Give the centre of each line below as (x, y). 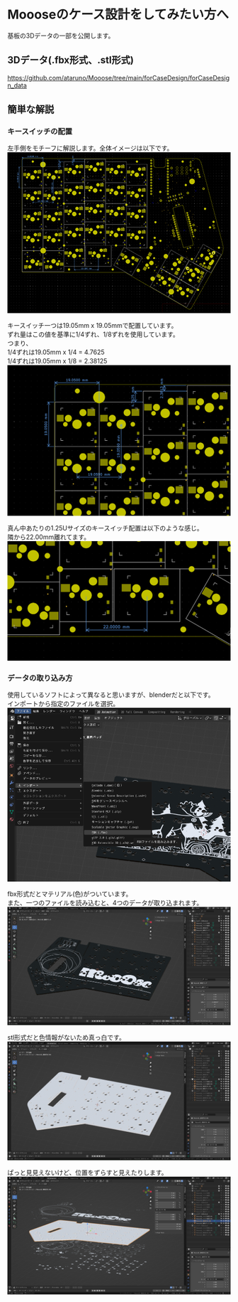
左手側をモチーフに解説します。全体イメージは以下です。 (90, 148)
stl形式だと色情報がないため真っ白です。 (66, 1037)
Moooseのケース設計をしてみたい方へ (118, 15)
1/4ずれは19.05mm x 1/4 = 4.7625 (56, 352)
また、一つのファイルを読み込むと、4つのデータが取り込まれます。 (105, 902)
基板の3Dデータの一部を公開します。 (61, 36)
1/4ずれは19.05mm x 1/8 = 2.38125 (57, 361)
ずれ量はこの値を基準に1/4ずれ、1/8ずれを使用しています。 (93, 334)
